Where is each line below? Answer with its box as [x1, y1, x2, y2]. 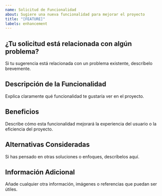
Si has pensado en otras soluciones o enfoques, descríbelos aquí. [5, 153, 140, 159]
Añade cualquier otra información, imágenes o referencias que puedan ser [5, 181, 158, 187]
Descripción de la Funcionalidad [5, 80, 107, 88]
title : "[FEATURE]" [5, 16, 46, 21]
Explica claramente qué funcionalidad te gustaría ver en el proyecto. [5, 93, 145, 99]
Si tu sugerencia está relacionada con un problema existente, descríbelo [5, 61, 153, 66]
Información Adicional [5, 168, 75, 176]
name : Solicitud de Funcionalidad [5, 7, 77, 12]
